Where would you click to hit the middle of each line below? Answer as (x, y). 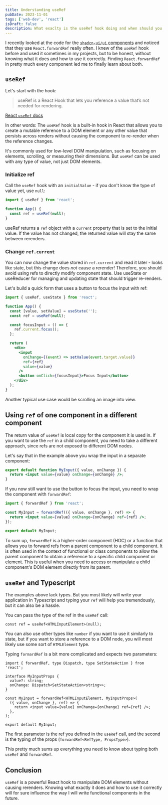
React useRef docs (24, 115)
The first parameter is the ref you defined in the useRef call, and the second (83, 734)
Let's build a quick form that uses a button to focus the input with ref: (76, 288)
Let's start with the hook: (31, 90)
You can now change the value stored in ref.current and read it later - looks (84, 263)
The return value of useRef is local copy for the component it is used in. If (80, 435)
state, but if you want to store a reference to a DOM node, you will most (79, 639)
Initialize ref (20, 175)
